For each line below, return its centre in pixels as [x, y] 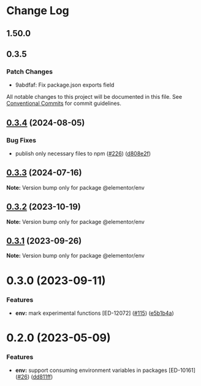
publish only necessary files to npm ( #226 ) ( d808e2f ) [83, 153]
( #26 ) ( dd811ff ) [34, 377]
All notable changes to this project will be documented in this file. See [94, 97]
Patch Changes [30, 71]
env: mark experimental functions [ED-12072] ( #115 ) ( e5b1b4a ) [94, 313]
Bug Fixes [21, 140]
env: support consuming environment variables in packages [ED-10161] [105, 370]
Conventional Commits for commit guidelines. [64, 103]
